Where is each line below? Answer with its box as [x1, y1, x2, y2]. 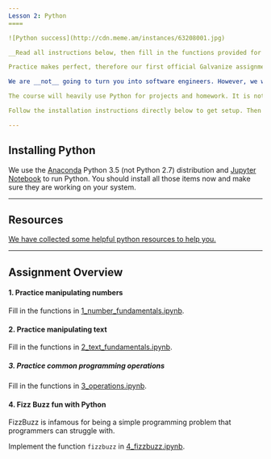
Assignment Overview [8, 265, 123, 279]
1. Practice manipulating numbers [8, 288, 123, 298]
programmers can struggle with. [8, 426, 115, 436]
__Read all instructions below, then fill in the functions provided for [8, 48, 262, 56]
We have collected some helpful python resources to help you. [8, 235, 216, 244]
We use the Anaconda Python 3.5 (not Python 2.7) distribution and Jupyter [8, 165, 256, 174]
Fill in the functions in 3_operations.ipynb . [8, 381, 148, 391]
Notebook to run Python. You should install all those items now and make [8, 173, 252, 183]
